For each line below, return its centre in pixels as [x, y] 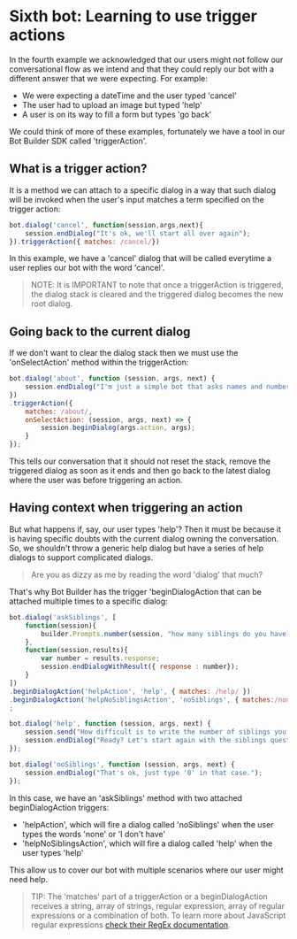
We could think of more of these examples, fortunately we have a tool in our [147, 131]
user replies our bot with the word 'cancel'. [87, 268]
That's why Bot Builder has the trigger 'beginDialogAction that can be [136, 591]
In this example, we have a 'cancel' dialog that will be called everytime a [141, 258]
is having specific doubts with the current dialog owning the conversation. [144, 538]
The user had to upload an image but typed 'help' [112, 104]
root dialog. [52, 304]
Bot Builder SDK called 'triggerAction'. [78, 141]
